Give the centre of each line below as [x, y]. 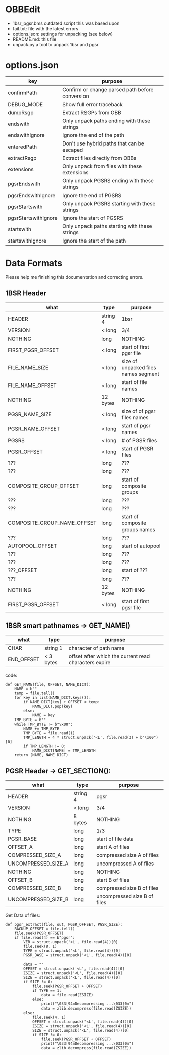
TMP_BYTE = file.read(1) [49, 733]
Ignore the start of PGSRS [93, 218]
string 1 [54, 648]
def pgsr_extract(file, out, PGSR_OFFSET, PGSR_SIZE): [64, 925]
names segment [141, 374]
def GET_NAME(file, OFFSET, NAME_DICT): [48, 685]
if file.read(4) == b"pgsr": [45, 938]
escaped [73, 150]
